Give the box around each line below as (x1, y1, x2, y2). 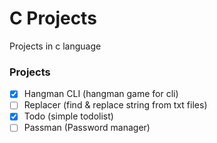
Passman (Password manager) (23, 122, 151, 134)
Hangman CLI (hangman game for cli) (23, 88, 179, 100)
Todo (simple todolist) (23, 110, 114, 122)
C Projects (9, 7, 97, 30)
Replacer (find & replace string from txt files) (23, 99, 208, 111)
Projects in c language (9, 40, 102, 52)
